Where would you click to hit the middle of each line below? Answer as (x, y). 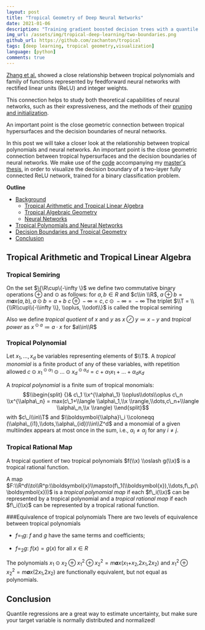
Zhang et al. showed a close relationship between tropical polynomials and (100, 75)
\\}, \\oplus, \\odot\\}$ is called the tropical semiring (117, 308)
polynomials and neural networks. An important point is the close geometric (102, 149)
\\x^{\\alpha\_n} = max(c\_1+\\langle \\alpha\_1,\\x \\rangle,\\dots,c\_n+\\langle (103, 401)
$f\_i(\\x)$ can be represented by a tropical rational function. (83, 505)
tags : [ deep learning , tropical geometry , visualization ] (80, 46)
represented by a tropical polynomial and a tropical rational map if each (97, 498)
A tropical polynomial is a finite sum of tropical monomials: (80, 385)
